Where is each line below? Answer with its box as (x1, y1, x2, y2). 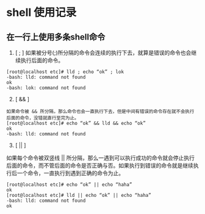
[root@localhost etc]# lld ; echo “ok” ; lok (6, 69, 124, 75)
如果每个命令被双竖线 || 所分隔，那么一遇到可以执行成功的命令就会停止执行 (6, 154, 195, 162)
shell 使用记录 (6, 5, 77, 20)
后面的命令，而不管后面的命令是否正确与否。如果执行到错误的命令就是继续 (6, 162, 193, 169)
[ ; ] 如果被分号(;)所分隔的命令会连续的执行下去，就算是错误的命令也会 (15, 49, 192, 56)
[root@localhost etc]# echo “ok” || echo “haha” (6, 182, 132, 188)
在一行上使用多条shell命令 (6, 32, 106, 42)
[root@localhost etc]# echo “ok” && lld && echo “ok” (6, 120, 146, 126)
